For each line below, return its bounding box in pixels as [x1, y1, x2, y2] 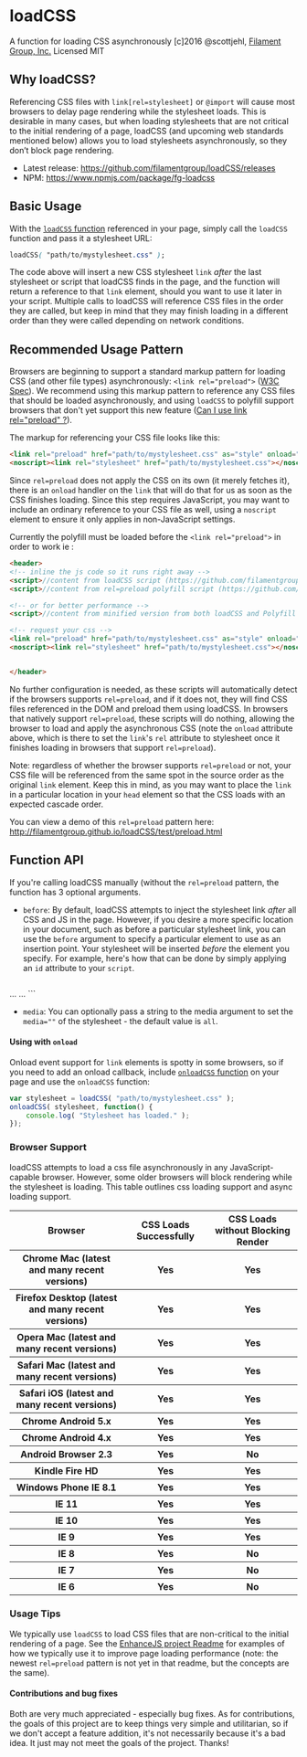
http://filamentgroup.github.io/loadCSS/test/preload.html [9, 826, 223, 837]
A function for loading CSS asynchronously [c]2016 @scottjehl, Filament [9, 36, 281, 47]
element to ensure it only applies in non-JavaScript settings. [9, 513, 236, 524]
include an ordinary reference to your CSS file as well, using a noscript [9, 504, 277, 514]
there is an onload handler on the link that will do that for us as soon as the [9, 485, 292, 495]
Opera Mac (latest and [16, 1330, 117, 1343]
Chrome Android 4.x [21, 1431, 111, 1444]
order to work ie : [9, 541, 75, 552]
